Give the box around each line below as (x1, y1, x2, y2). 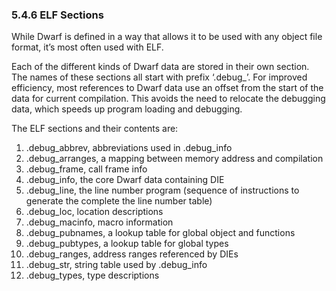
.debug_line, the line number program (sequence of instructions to (25, 184, 300, 197)
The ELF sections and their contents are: (11, 123, 179, 135)
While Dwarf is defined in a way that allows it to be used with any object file (11, 31, 323, 43)
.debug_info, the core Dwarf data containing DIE (25, 174, 225, 186)
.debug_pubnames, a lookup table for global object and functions (25, 227, 296, 239)
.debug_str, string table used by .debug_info (25, 259, 208, 271)
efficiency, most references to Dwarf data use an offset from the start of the (11, 82, 324, 94)
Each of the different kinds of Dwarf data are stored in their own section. (11, 61, 310, 73)
